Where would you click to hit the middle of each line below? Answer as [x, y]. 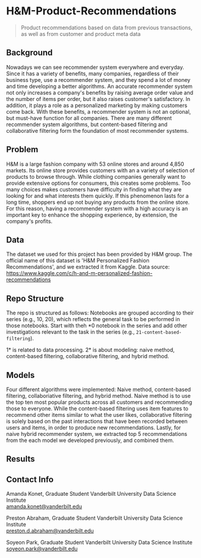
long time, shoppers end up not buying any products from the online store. [98, 202]
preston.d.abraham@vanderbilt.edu [50, 531]
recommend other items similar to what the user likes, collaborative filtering [99, 415]
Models [20, 375]
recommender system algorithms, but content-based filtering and [87, 124]
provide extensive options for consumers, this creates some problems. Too [98, 183]
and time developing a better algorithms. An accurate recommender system [99, 86]
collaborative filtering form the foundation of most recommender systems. [98, 130]
